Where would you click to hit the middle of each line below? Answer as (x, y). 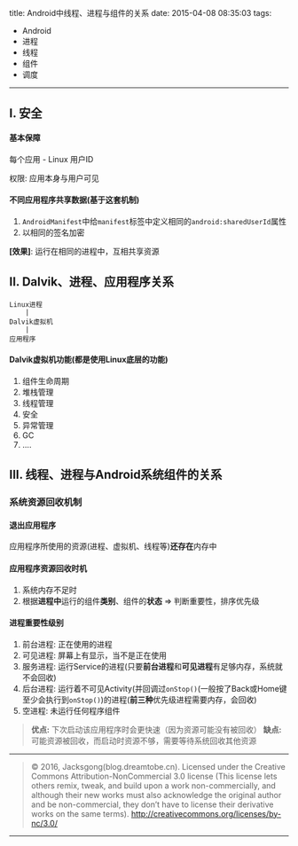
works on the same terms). (80, 813)
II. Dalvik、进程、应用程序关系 (92, 282)
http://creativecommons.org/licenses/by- (206, 813)
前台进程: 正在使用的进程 (67, 644)
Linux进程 (26, 304)
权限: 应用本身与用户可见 (54, 178)
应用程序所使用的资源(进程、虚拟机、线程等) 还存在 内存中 (113, 546)
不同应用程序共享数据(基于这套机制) (74, 200)
